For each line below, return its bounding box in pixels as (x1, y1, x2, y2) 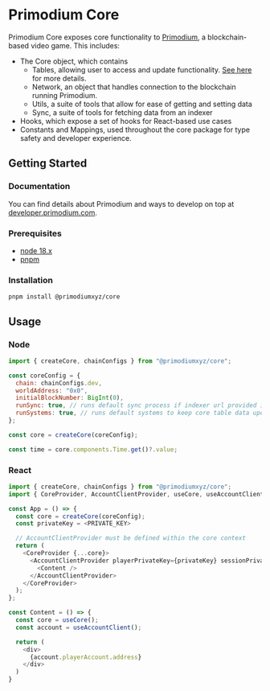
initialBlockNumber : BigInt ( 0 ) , (15, 394, 125, 402)
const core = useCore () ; (15, 616, 99, 624)
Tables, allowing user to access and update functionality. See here (31, 64, 252, 74)
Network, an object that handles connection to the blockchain (31, 82, 236, 92)
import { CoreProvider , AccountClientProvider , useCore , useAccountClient (8, 490, 264, 498)
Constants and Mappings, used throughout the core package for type (19, 125, 251, 134)
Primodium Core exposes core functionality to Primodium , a (8, 32, 207, 42)
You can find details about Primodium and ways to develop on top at (8, 199, 235, 208)
